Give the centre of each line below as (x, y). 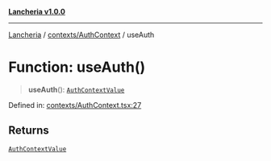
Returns (29, 131)
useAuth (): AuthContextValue (76, 89)
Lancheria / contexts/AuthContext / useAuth (81, 35)
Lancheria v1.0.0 (37, 12)
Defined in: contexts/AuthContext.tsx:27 (75, 105)
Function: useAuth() (77, 67)
